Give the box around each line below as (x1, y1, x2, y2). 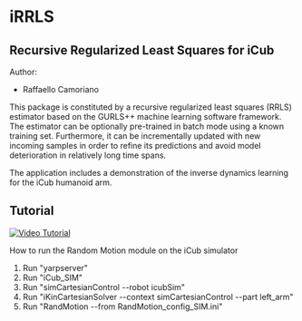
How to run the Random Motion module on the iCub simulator (9, 245, 239, 256)
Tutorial (9, 203, 54, 219)
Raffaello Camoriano (22, 84, 100, 94)
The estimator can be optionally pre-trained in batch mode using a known (9, 121, 284, 131)
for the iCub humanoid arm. (9, 177, 112, 188)
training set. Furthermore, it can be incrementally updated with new (9, 131, 261, 141)
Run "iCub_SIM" (22, 272, 83, 283)
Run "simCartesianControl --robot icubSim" (22, 281, 186, 292)
